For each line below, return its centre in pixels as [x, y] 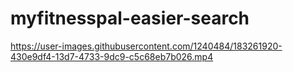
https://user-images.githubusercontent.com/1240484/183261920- [146, 46]
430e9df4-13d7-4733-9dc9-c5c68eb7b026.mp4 [112, 56]
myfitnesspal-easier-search [130, 18]
